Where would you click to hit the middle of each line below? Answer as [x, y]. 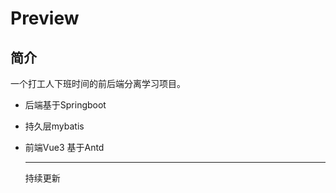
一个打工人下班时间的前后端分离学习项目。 [98, 83]
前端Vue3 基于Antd [64, 147]
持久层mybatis [54, 126]
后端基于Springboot [65, 105]
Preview [45, 18]
